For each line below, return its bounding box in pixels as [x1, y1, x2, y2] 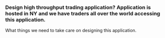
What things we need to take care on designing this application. [5, 28, 137, 34]
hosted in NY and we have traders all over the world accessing [5, 10, 160, 17]
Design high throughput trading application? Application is [5, 4, 151, 11]
